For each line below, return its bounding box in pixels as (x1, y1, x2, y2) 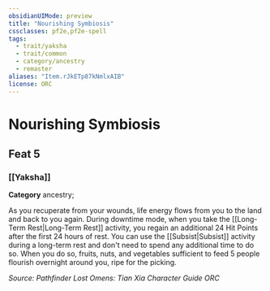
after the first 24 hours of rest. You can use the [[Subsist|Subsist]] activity (8, 232, 255, 241)
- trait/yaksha (15, 42, 67, 50)
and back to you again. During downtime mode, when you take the (8, 215, 231, 224)
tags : (8, 34, 27, 43)
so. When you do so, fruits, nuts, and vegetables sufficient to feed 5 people (8, 249, 260, 258)
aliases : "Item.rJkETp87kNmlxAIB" (8, 72, 126, 80)
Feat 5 (8, 147, 41, 161)
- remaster (15, 65, 53, 73)
